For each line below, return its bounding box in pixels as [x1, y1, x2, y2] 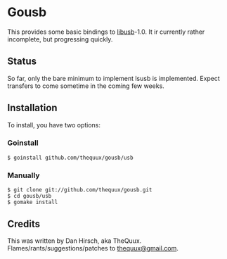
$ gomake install [7, 198, 58, 206]
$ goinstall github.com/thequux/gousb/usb [7, 154, 134, 161]
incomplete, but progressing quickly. [7, 34, 113, 43]
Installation [7, 102, 58, 114]
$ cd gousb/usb [7, 193, 52, 200]
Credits [7, 217, 41, 229]
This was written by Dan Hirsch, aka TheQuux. [7, 236, 142, 245]
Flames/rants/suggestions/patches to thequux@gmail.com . [7, 244, 179, 252]
